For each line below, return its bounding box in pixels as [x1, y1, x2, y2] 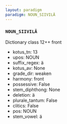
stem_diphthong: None [12, 87, 60, 93]
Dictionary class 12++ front [5, 39, 62, 45]
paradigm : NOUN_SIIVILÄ [5, 12, 56, 17]
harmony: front [12, 75, 44, 81]
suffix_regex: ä [12, 59, 44, 66]
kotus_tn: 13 [12, 49, 38, 55]
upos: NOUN [12, 54, 40, 60]
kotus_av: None [12, 65, 46, 71]
